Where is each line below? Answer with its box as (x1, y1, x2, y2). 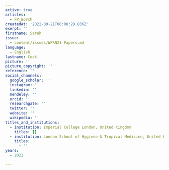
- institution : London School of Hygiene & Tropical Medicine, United (10, 134, 161, 139)
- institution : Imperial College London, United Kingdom (10, 125, 132, 130)
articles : (5, 12, 26, 17)
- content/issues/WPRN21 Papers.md (10, 40, 84, 45)
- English (10, 49, 30, 54)
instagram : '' (10, 82, 39, 87)
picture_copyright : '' (5, 64, 53, 69)
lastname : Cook (5, 54, 37, 60)
